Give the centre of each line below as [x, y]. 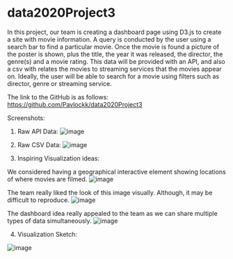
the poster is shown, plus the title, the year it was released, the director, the [115, 54]
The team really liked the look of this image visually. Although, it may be [110, 192]
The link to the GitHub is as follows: [58, 97]
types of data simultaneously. [49, 221]
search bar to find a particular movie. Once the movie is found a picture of [113, 47]
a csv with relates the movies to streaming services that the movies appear [115, 69]
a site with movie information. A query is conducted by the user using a [109, 39]
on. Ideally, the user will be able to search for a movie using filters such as [113, 76]
